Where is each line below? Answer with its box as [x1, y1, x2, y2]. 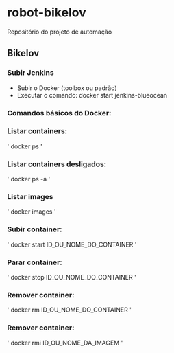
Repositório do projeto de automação [7, 27, 112, 36]
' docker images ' [7, 207, 56, 216]
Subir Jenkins [7, 68, 54, 78]
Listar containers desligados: [7, 159, 107, 169]
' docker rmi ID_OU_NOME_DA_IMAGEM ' [7, 339, 123, 347]
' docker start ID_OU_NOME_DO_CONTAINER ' [7, 240, 137, 249]
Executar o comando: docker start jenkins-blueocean [16, 91, 168, 99]
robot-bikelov [7, 5, 87, 21]
